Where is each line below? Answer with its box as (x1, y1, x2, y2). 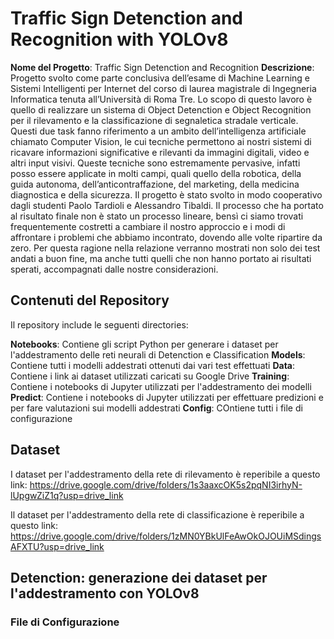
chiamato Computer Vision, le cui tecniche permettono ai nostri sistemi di (10, 135, 312, 147)
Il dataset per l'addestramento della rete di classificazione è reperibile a (10, 508, 305, 521)
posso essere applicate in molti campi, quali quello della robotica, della (10, 167, 302, 179)
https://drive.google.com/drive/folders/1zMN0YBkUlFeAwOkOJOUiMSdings (10, 530, 322, 542)
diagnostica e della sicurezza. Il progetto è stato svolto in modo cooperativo (10, 188, 323, 201)
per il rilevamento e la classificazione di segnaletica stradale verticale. (10, 114, 299, 126)
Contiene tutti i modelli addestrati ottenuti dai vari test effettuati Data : (10, 359, 296, 371)
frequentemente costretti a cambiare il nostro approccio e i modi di (10, 220, 286, 232)
